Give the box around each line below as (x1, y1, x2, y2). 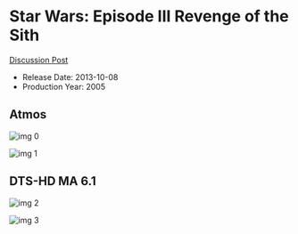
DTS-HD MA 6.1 (9, 173, 96, 189)
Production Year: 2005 (21, 81, 105, 92)
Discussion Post (9, 54, 69, 65)
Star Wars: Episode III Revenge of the (9, 6, 290, 27)
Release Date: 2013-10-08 (21, 71, 119, 82)
